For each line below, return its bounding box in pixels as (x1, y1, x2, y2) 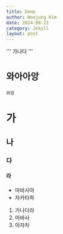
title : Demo (6, 8, 36, 15)
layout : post (6, 31, 39, 37)
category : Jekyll (6, 25, 49, 31)
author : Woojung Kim (6, 14, 58, 20)
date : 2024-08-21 (6, 20, 49, 26)
